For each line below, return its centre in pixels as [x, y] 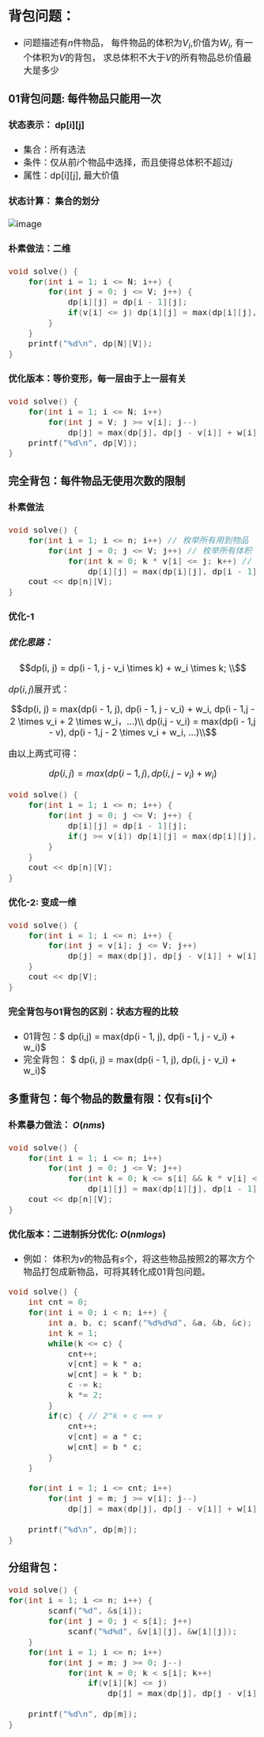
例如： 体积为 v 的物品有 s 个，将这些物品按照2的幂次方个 [139, 1259]
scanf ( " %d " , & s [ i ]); [95, 1610]
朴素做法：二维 [40, 248]
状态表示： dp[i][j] [47, 125]
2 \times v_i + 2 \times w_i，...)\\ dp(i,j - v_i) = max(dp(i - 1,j [133, 721]
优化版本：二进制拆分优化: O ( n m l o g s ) [87, 1234]
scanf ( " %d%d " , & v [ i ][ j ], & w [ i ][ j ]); [153, 1631]
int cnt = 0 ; [58, 1302]
